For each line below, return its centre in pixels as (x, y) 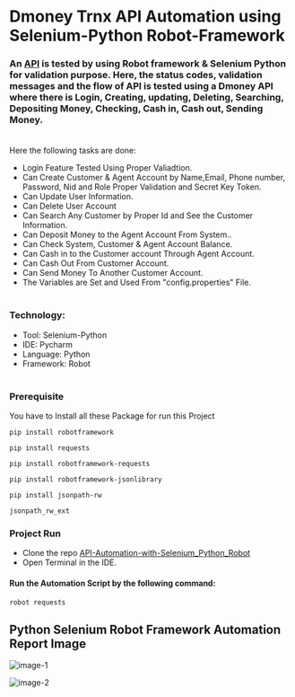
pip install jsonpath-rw (56, 496)
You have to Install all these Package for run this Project (112, 416)
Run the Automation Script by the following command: (113, 583)
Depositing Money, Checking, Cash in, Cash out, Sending (136, 109)
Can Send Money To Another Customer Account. (113, 273)
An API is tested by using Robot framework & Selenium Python (148, 64)
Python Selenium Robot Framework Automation (145, 629)
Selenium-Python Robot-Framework (147, 35)
